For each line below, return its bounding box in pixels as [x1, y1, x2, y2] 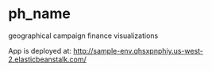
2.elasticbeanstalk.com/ [8, 54, 87, 64]
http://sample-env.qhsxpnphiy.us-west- [72, 46, 204, 55]
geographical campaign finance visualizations [8, 31, 159, 40]
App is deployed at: [8, 46, 72, 55]
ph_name [8, 5, 71, 23]
